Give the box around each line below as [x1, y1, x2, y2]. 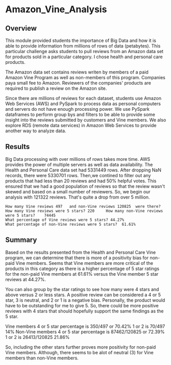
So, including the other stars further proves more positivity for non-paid [5, 344, 156, 350]
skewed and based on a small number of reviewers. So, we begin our [5, 188, 151, 194]
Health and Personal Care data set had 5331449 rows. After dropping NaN [5, 167, 162, 173]
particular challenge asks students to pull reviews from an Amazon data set [5, 48, 164, 54]
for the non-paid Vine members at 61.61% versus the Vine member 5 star [5, 271, 159, 277]
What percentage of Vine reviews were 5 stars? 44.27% [5, 217, 125, 223]
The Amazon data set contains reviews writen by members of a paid [5, 69, 149, 75]
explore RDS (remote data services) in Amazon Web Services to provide [5, 123, 157, 128]
